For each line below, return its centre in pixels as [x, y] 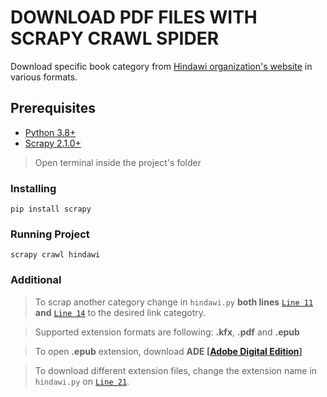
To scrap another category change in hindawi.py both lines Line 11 [174, 302]
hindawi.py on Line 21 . [82, 381]
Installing [33, 188]
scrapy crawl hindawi [55, 255]
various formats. [44, 77]
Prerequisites [53, 108]
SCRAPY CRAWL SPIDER [115, 38]
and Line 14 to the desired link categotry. [120, 312]
